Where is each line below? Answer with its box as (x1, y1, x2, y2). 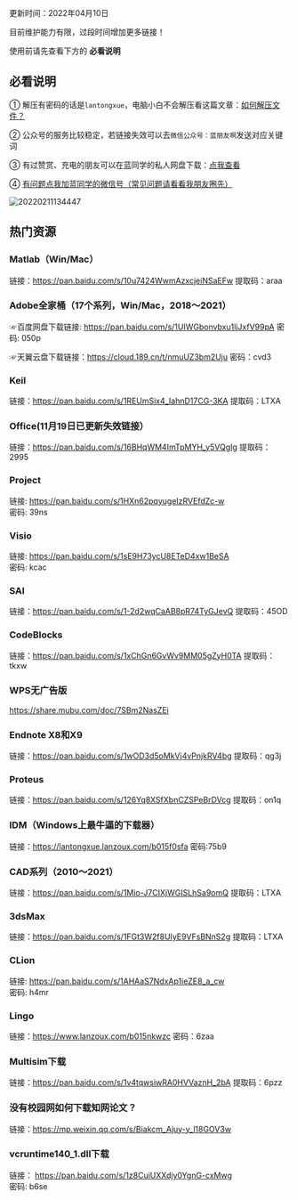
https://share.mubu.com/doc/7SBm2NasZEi (9, 704, 169, 715)
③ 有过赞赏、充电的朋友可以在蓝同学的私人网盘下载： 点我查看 (9, 159, 241, 170)
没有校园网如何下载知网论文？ (9, 1102, 138, 1115)
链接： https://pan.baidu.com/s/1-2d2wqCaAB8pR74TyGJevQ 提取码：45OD (9, 606, 288, 617)
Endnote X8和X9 (9, 728, 83, 741)
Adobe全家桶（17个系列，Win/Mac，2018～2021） (9, 299, 231, 312)
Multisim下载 (9, 1055, 67, 1067)
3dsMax (9, 910, 46, 922)
